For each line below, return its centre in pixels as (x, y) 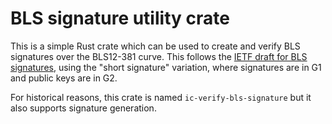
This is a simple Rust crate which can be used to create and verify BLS (155, 46)
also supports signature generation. (83, 108)
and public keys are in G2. (64, 78)
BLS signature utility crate (120, 18)
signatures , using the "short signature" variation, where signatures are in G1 (166, 67)
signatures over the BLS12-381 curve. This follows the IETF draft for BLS (159, 56)
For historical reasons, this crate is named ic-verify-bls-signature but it (161, 97)
